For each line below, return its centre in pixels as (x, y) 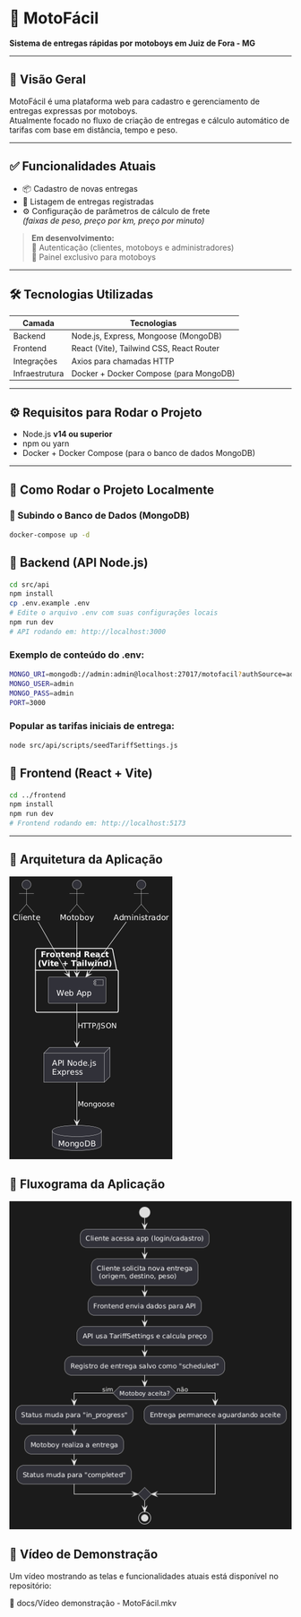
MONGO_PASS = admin (42, 693)
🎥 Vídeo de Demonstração (84, 1555)
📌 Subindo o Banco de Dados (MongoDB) (100, 515)
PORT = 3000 (28, 702)
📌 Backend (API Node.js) (79, 563)
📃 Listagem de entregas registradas (88, 202)
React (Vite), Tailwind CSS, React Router (145, 348)
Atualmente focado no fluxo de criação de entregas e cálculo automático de (149, 120)
